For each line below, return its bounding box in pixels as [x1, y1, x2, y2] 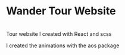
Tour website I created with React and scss [6, 30, 112, 37]
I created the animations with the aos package [6, 42, 120, 49]
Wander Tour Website [6, 4, 116, 18]
